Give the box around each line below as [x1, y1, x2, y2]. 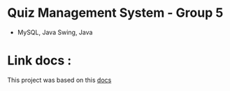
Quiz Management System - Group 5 [7, 5, 224, 21]
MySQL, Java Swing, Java [17, 28, 93, 36]
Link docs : [7, 52, 72, 69]
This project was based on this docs [7, 76, 112, 84]
